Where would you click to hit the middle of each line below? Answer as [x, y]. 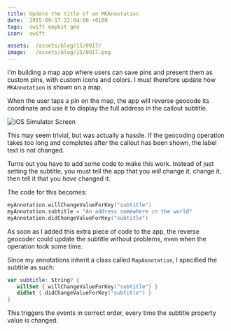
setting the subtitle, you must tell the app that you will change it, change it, [114, 171]
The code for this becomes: [47, 192]
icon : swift [26, 33]
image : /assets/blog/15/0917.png [59, 52]
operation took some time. [45, 246]
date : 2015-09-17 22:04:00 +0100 [58, 20]
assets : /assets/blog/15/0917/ [54, 46]
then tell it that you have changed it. [59, 178]
